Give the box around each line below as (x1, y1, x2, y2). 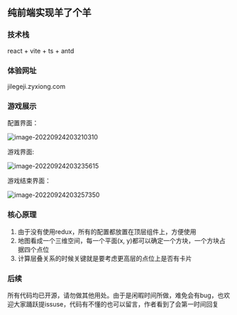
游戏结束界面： (7, 176, 51, 185)
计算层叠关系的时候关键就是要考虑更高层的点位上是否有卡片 (17, 254, 192, 262)
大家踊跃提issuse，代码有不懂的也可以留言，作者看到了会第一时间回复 (13, 299, 219, 308)
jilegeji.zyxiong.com (7, 82, 66, 90)
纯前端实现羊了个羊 (7, 6, 92, 19)
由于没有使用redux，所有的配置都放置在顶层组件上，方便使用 (17, 227, 197, 236)
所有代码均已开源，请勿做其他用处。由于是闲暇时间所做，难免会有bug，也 (7, 291, 224, 299)
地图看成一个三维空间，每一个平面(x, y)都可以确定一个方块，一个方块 (17, 236, 220, 245)
